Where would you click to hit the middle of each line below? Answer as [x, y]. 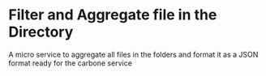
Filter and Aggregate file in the [113, 15]
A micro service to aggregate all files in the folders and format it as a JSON [133, 54]
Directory [41, 32]
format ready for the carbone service [70, 63]
